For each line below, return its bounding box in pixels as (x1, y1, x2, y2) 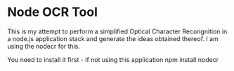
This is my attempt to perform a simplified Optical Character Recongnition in (7, 27, 228, 35)
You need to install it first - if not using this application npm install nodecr (7, 55, 219, 63)
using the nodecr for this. (7, 42, 81, 50)
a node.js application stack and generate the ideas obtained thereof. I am (7, 34, 219, 42)
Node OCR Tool (7, 4, 98, 20)
